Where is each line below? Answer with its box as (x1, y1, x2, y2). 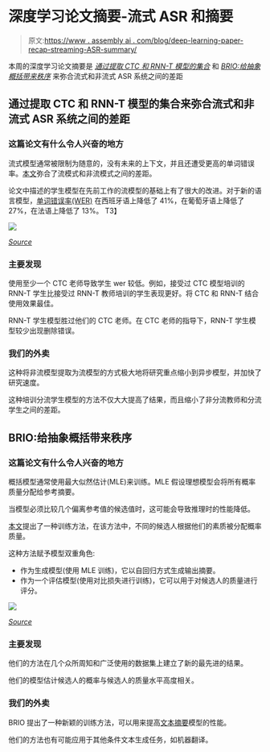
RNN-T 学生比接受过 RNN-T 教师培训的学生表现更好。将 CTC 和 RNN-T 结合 (8, 288, 260, 298)
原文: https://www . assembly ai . (27, 35, 135, 45)
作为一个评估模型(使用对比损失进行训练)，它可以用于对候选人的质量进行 (19, 575, 259, 585)
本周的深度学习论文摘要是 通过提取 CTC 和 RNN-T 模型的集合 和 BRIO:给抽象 (8, 61, 261, 71)
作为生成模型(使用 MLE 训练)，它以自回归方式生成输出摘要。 (19, 565, 220, 575)
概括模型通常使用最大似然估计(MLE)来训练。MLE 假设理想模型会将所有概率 (8, 476, 256, 486)
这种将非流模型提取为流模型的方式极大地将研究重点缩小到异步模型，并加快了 (8, 368, 262, 377)
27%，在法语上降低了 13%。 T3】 (8, 206, 121, 215)
